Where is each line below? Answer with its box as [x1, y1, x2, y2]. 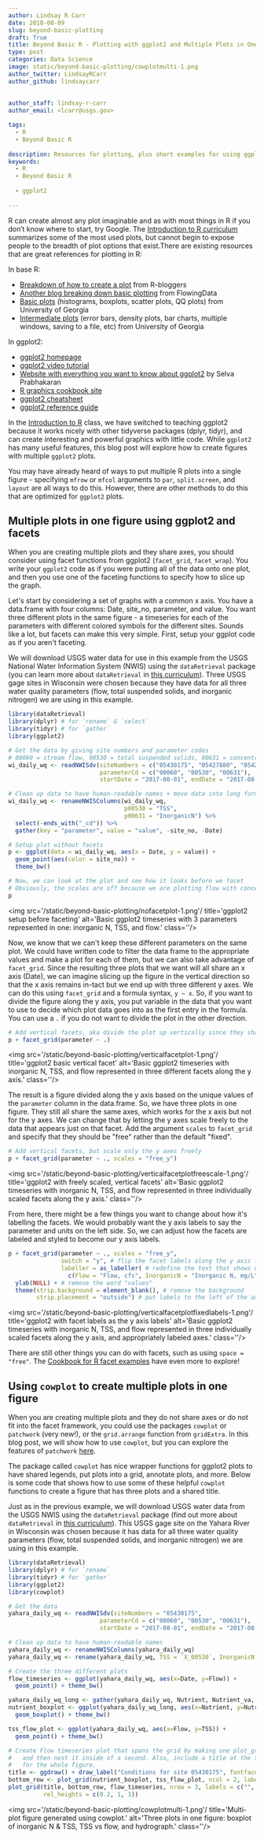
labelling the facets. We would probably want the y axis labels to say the [8, 1218, 242, 1227]
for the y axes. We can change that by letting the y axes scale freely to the [8, 1115, 249, 1125]
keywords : [8, 158, 41, 165]
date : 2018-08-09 [8, 19, 65, 27]
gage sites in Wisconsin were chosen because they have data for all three [8, 678, 247, 688]
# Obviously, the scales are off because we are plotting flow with [8, 884, 237, 892]
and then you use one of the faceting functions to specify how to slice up [8, 573, 245, 582]
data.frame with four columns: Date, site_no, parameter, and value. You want [8, 604, 256, 614]
